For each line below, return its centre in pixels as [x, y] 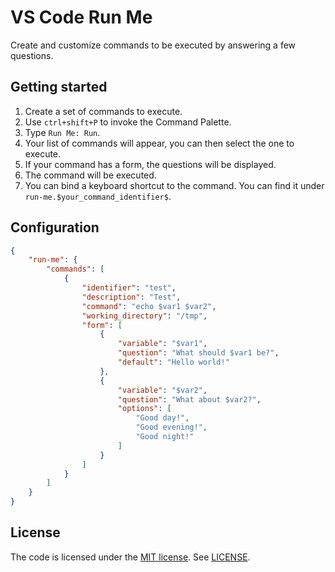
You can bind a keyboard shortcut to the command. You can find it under [174, 185]
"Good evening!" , [171, 427]
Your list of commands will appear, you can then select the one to [159, 143]
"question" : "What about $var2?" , [189, 399]
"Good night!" [165, 437]
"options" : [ [144, 409]
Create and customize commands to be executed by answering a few [153, 45]
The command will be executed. [90, 175]
